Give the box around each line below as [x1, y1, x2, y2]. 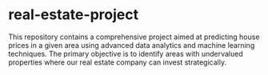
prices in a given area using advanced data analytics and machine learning [8, 40, 255, 49]
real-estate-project [8, 6, 138, 24]
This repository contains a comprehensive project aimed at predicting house [8, 32, 260, 41]
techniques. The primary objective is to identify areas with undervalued [8, 49, 244, 58]
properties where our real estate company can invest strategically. [8, 57, 226, 67]
